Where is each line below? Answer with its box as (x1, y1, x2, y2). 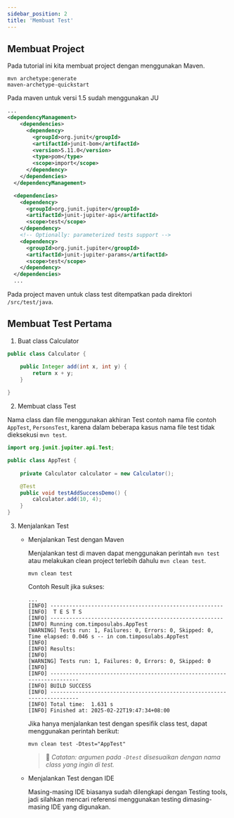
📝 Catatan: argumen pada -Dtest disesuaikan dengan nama (45, 753, 221, 761)
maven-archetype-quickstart (7, 82, 90, 89)
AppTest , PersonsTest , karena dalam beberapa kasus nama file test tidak (7, 423, 216, 432)
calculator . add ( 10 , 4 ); (32, 496, 102, 503)
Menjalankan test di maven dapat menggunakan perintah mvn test (27, 549, 220, 557)
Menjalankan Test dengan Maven (27, 535, 124, 543)
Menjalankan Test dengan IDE (27, 774, 115, 782)
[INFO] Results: (27, 645, 76, 652)
